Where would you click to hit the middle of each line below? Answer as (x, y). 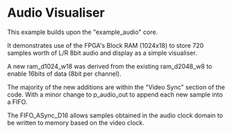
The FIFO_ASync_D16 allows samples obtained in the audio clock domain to (115, 115)
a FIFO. (17, 101)
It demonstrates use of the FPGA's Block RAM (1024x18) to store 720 (106, 45)
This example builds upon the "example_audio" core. (83, 32)
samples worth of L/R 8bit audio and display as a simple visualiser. (102, 53)
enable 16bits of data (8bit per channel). (64, 74)
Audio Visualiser (56, 13)
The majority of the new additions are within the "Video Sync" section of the (116, 87)
